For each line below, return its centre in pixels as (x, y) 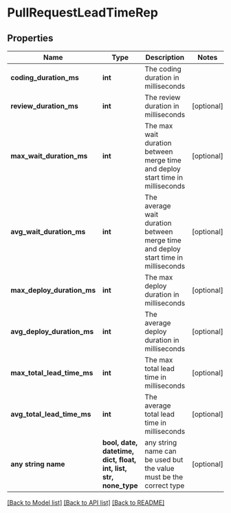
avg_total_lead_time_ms (51, 414)
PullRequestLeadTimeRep (82, 13)
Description (165, 57)
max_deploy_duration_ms (53, 290)
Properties (30, 38)
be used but (164, 460)
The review (163, 97)
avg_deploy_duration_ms (52, 332)
